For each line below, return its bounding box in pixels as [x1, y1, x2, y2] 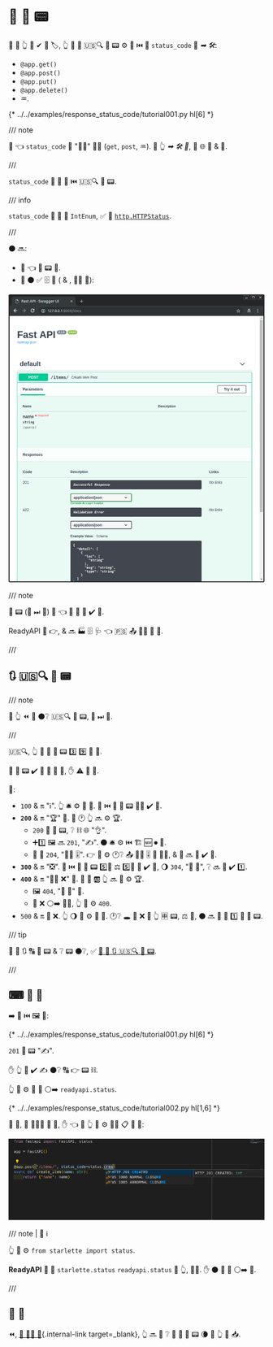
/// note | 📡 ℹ [8, 1228, 49, 1238]
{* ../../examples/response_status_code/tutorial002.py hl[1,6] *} [8, 1103, 221, 1113]
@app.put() [19, 77, 58, 86]
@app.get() [19, 60, 58, 68]
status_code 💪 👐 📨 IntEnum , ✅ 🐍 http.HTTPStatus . [8, 211, 172, 220]
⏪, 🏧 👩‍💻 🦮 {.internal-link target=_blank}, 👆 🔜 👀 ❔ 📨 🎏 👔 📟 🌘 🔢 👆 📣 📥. [8, 1329, 241, 1339]
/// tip [8, 929, 27, 940]
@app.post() [19, 69, 61, 77]
